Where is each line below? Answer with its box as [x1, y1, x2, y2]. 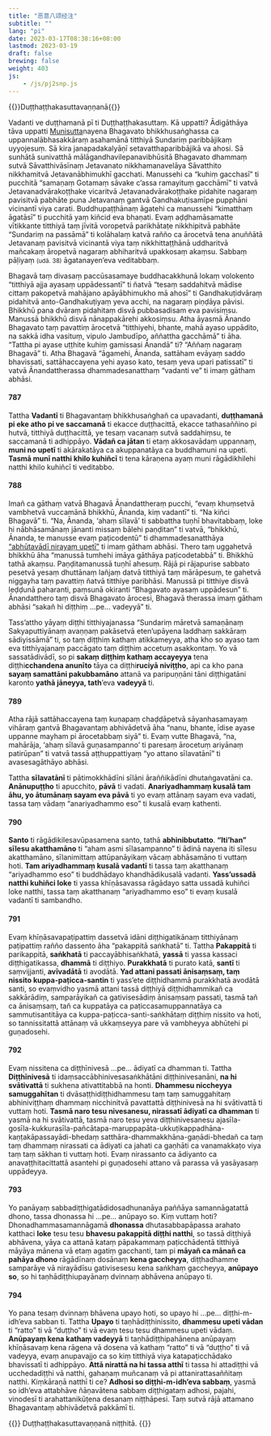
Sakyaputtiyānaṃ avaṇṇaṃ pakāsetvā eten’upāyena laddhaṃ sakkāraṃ [8, 626, 247, 635]
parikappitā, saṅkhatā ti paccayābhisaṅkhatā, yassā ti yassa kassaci [8, 949, 238, 959]
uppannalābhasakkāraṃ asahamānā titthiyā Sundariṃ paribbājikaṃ [8, 134, 232, 144]
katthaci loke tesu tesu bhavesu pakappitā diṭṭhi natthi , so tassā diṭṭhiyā [8, 1228, 252, 1238]
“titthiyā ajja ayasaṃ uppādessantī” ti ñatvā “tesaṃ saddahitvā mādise [8, 279, 243, 289]
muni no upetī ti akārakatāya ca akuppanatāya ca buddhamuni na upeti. [8, 444, 248, 454]
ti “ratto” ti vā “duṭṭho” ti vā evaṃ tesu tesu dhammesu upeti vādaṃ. [8, 1325, 235, 1336]
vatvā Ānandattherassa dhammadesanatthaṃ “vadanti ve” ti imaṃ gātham [8, 365, 256, 375]
